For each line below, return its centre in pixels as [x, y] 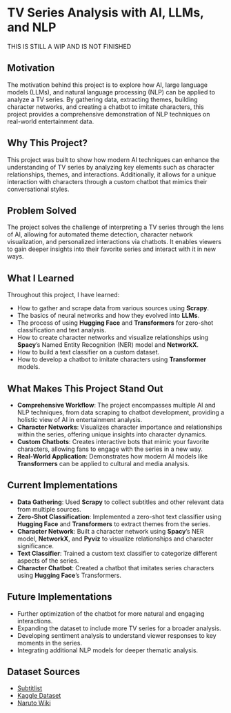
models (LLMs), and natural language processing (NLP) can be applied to [111, 92]
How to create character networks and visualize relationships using [113, 338]
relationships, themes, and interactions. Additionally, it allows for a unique [112, 174]
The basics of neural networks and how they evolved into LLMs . [108, 316]
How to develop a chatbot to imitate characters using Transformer [112, 359]
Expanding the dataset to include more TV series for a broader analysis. [119, 628]
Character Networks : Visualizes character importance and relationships [120, 427]
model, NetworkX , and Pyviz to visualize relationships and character [115, 539]
